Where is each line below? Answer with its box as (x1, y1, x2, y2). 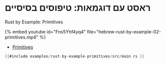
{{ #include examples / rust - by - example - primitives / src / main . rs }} (5, 53, 145, 59)
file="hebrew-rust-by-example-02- (87, 28, 161, 35)
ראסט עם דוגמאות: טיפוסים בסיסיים (5, 2, 151, 14)
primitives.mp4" (5, 34, 39, 40)
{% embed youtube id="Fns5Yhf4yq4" (5, 28, 86, 35)
